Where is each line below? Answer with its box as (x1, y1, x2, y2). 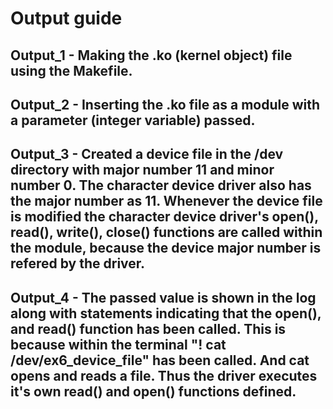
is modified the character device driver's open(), (10, 208, 319, 226)
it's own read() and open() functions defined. (10, 383, 297, 400)
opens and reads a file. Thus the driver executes (10, 367, 318, 384)
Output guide (10, 7, 123, 30)
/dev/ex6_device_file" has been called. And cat (10, 352, 310, 369)
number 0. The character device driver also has (10, 177, 312, 194)
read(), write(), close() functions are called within (10, 224, 323, 241)
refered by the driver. (10, 255, 146, 272)
